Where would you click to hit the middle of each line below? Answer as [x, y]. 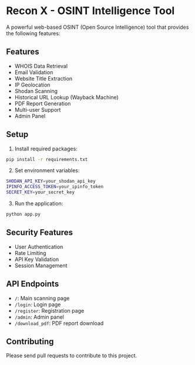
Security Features [40, 232]
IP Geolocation [32, 85]
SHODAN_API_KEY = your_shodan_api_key [51, 181]
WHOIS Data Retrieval [41, 66]
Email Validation [34, 72]
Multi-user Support [38, 109]
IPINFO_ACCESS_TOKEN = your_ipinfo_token [55, 187]
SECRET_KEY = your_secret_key [41, 192]
